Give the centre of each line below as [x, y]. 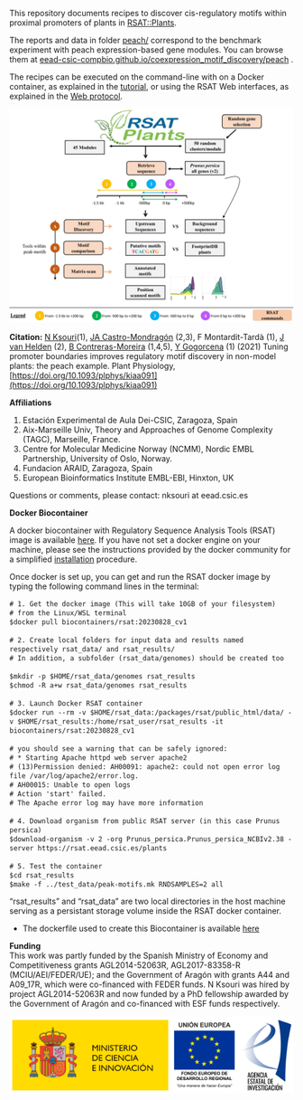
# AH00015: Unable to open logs [70, 785]
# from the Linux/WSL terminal [68, 613]
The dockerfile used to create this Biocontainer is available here [141, 928]
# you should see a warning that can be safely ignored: [119, 749]
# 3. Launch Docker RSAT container [76, 704]
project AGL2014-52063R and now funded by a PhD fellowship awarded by [149, 994]
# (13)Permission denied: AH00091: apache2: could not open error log [145, 767]
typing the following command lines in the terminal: [105, 586]
